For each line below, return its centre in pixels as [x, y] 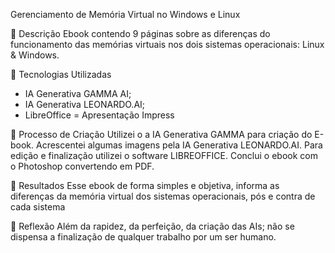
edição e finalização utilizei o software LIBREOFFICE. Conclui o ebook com [164, 155]
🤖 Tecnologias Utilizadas [61, 74]
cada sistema [38, 207]
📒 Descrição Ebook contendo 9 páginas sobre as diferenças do [140, 33]
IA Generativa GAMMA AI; [78, 93]
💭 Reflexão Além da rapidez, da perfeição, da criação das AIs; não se [152, 226]
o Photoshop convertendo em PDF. [82, 166]
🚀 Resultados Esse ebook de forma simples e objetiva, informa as [145, 185]
